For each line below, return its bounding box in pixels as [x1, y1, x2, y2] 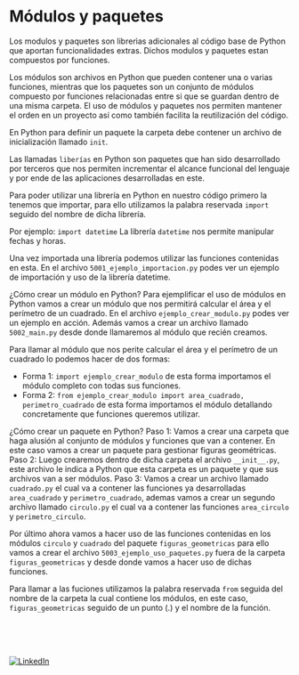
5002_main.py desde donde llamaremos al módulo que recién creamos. [9, 327, 269, 337]
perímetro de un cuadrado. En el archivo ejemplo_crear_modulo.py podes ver [9, 307, 290, 318]
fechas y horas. [9, 235, 67, 246]
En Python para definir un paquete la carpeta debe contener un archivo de [9, 126, 282, 137]
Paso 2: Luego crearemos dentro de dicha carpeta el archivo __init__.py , [9, 454, 280, 465]
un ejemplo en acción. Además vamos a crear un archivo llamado [9, 317, 249, 328]
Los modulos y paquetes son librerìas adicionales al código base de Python [9, 36, 287, 46]
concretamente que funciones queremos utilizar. [21, 408, 200, 419]
